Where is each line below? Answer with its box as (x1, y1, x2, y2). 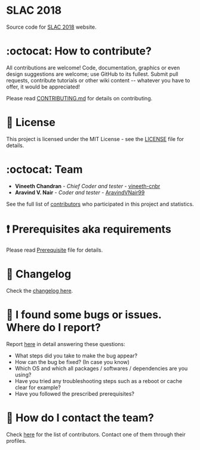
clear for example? (14, 384, 61, 391)
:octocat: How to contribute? (6, 44, 152, 58)
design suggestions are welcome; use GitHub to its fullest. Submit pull (6, 70, 179, 78)
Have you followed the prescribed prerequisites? (14, 390, 135, 397)
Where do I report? (6, 320, 101, 334)
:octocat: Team (6, 163, 83, 176)
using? (14, 371, 32, 378)
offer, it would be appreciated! (6, 83, 81, 90)
